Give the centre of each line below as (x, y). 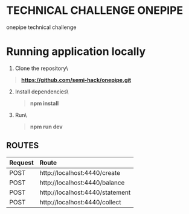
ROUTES (23, 146)
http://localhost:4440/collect (80, 202)
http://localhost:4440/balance (82, 183)
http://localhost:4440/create (80, 172)
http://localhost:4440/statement (85, 192)
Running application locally (76, 52)
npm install (44, 103)
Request (22, 162)
